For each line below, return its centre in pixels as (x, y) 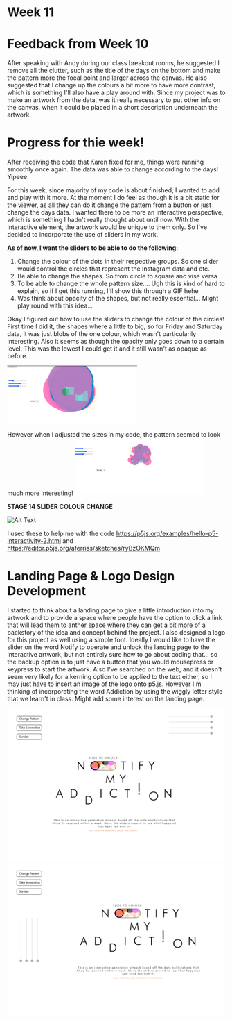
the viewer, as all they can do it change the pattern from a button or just (109, 205)
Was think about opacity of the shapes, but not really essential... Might (118, 299)
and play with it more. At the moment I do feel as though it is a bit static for (113, 198)
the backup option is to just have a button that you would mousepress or (110, 662)
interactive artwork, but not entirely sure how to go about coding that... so (113, 655)
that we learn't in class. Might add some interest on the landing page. (106, 699)
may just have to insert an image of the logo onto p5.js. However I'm (104, 684)
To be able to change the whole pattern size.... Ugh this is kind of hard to (121, 284)
